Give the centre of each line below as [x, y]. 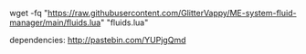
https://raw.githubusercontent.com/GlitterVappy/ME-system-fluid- [172, 13]
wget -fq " [29, 13]
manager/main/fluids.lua [55, 22]
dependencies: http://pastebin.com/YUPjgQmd [98, 40]
